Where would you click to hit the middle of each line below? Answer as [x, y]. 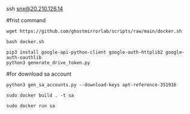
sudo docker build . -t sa [40, 95]
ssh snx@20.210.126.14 [35, 9]
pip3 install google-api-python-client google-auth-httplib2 [85, 52]
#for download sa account [39, 74]
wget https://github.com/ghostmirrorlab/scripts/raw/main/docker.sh [94, 31]
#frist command [26, 20]
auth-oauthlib [24, 58]
